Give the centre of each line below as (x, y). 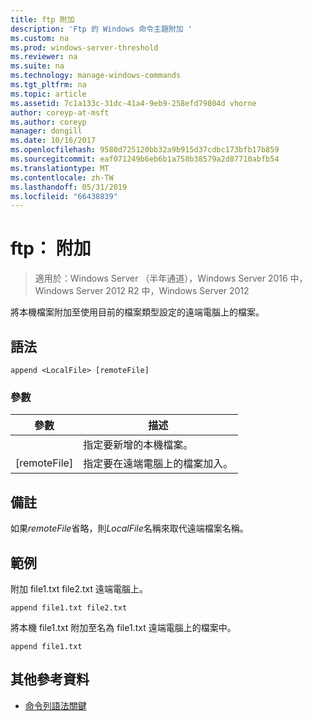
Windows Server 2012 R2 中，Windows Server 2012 (142, 291)
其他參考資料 (50, 679)
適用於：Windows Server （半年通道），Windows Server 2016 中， (171, 278)
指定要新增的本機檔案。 (138, 445)
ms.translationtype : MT (60, 168)
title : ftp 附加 (42, 19)
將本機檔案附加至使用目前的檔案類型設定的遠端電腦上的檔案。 (137, 312)
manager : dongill (46, 131)
